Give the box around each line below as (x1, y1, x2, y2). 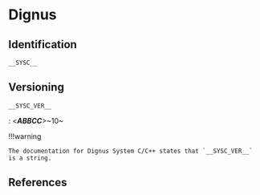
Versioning (8, 80, 64, 94)
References (8, 176, 67, 189)
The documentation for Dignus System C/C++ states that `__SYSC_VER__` (8, 147, 253, 155)
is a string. (8, 154, 52, 162)
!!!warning (8, 131, 42, 141)
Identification (8, 38, 78, 51)
